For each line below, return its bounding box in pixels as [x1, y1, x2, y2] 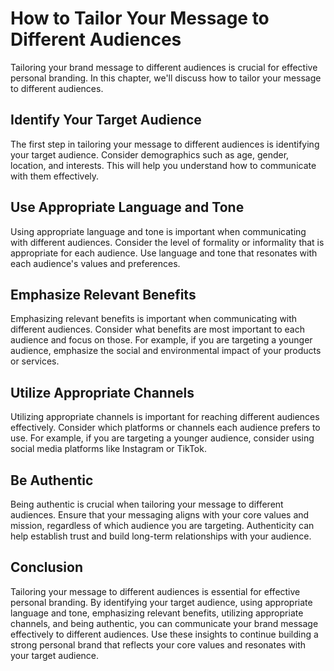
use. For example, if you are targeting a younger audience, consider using [10, 432, 315, 444]
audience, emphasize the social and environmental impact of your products [10, 345, 322, 357]
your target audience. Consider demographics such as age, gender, [10, 148, 290, 161]
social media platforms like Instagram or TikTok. [10, 443, 207, 455]
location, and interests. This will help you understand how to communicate [10, 159, 317, 171]
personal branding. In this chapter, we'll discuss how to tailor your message [10, 72, 322, 84]
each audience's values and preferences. [10, 257, 181, 269]
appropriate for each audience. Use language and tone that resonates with [10, 247, 318, 259]
